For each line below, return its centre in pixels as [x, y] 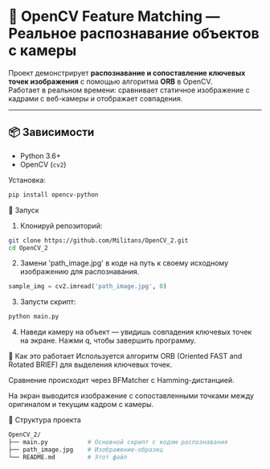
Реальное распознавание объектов [134, 33]
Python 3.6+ [41, 155]
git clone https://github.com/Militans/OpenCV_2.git [98, 241]
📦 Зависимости [51, 132]
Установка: [27, 179]
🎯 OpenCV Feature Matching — [114, 16]
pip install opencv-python [53, 195]
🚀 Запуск [24, 210]
